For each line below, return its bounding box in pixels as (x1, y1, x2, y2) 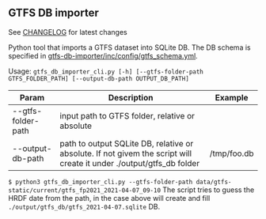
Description (108, 92, 154, 103)
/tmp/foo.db (209, 148, 254, 159)
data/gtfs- (196, 178, 232, 186)
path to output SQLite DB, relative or (59, 138, 194, 149)
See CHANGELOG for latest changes (8, 27, 128, 36)
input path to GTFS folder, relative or (59, 110, 196, 121)
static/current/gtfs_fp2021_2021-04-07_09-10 (8, 186, 161, 194)
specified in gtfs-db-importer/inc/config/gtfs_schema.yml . (8, 51, 198, 60)
